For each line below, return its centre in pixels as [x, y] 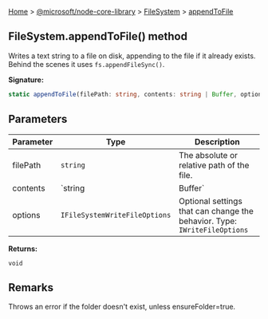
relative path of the [214, 165]
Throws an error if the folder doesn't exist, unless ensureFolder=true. [122, 307]
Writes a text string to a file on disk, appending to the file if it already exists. [132, 56]
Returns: [23, 248]
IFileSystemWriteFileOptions [116, 215]
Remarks [31, 287]
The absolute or [208, 155]
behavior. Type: [208, 221]
